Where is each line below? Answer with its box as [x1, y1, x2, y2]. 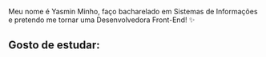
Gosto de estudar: [8, 39, 100, 52]
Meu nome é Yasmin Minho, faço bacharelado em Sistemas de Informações [8, 7, 258, 16]
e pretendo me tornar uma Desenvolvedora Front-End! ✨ [8, 15, 195, 25]
